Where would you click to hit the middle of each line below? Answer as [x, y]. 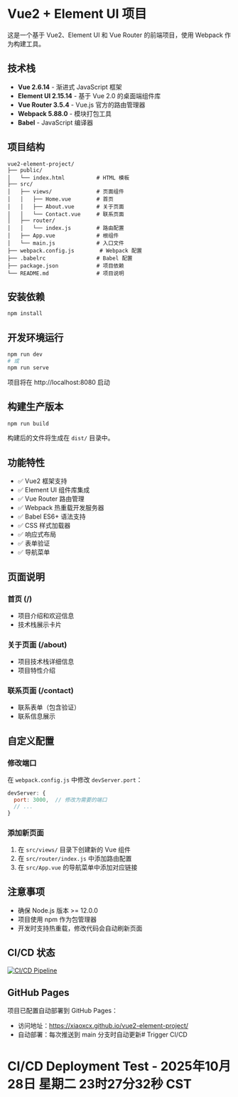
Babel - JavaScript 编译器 [55, 122]
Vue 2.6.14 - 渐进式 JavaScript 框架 [70, 87]
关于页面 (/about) [37, 645]
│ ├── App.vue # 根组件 [63, 235]
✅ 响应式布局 [37, 534]
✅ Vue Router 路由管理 [51, 499]
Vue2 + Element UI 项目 [77, 14]
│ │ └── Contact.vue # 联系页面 [66, 214]
